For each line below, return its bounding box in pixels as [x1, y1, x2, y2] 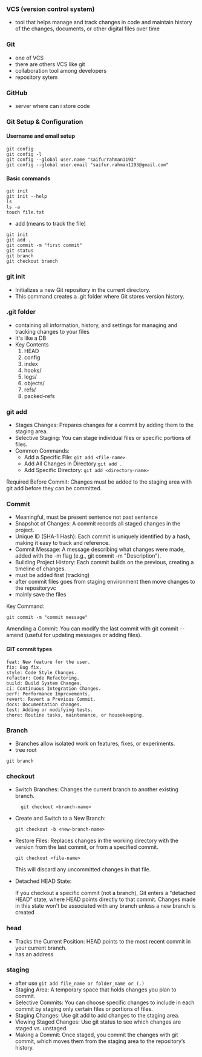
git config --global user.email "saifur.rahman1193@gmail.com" [6, 162, 169, 168]
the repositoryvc [15, 584, 56, 592]
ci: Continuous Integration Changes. [6, 685, 102, 692]
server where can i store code [15, 102, 90, 109]
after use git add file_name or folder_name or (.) [15, 979, 145, 987]
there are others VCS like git [15, 60, 86, 68]
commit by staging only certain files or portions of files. [15, 1005, 153, 1012]
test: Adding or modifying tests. [6, 706, 94, 713]
